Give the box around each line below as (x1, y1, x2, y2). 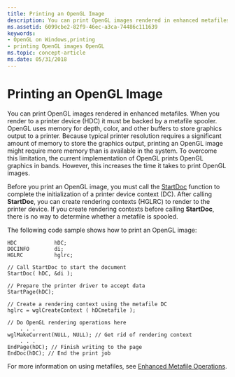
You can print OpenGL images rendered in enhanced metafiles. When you (7, 109, 220, 118)
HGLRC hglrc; (7, 252, 73, 259)
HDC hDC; (7, 239, 68, 246)
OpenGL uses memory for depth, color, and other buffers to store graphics (7, 124, 222, 132)
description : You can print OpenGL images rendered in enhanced (7, 17, 199, 24)
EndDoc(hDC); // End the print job (7, 350, 111, 357)
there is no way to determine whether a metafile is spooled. (7, 212, 178, 221)
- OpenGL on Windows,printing (7, 36, 96, 43)
